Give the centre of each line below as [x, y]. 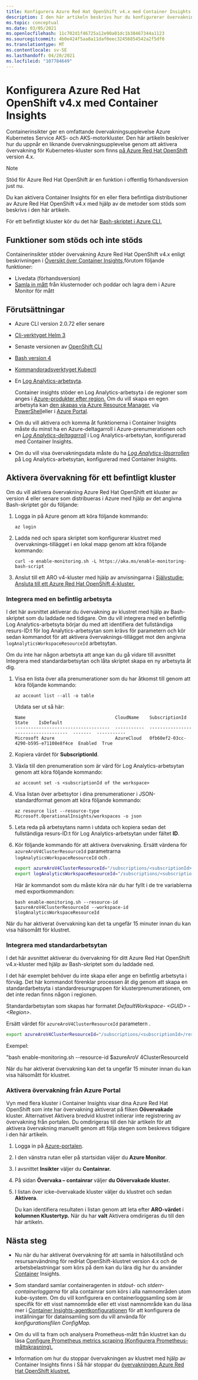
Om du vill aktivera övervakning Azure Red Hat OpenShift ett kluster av [92, 492]
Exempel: [17, 1046]
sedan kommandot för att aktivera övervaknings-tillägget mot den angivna [96, 637]
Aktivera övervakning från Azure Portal [63, 1090]
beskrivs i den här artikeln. [38, 210]
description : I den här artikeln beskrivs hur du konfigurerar [85, 17]
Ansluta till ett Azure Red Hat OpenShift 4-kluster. [75, 583]
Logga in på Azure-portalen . [49, 1146]
